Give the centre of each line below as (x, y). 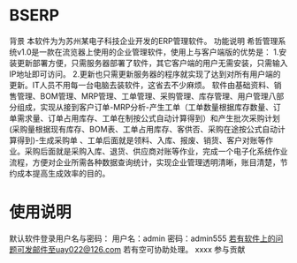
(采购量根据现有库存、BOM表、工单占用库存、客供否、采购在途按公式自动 (144, 129)
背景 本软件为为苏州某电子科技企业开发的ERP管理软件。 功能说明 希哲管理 (144, 41)
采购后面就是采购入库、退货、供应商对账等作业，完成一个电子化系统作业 (156, 151)
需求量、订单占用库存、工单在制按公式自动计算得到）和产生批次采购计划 (148, 118)
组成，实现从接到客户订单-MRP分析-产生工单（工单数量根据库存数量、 (145, 107)
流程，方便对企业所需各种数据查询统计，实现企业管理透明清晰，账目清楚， (145, 162)
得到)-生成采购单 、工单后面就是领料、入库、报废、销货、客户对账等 (141, 140)
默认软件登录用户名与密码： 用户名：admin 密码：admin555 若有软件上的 (142, 238)
